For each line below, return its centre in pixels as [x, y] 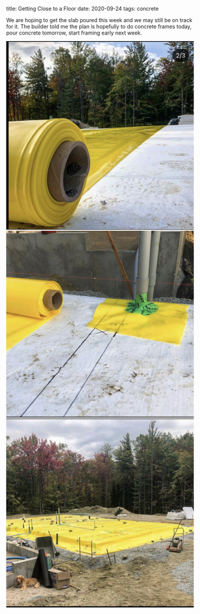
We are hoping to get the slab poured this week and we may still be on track [99, 20]
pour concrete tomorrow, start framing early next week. [74, 33]
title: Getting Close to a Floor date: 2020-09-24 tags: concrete [82, 9]
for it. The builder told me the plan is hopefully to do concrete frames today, [99, 27]
